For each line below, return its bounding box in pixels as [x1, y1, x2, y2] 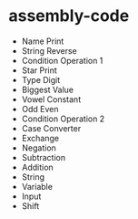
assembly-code [8, 5, 130, 26]
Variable [21, 181, 54, 192]
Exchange [21, 132, 60, 143]
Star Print [21, 65, 58, 76]
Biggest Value [21, 84, 74, 95]
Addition [21, 162, 54, 172]
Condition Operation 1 [21, 55, 103, 66]
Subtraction [21, 151, 65, 162]
